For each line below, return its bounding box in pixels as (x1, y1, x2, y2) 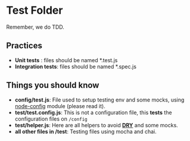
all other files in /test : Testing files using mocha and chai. (14, 128, 157, 135)
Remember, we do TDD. (6, 23, 64, 30)
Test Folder (6, 4, 63, 17)
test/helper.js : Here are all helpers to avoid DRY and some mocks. (14, 121, 179, 128)
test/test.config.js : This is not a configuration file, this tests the (14, 109, 172, 116)
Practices (6, 41, 43, 51)
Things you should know (6, 80, 99, 90)
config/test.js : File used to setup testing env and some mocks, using (14, 96, 185, 103)
